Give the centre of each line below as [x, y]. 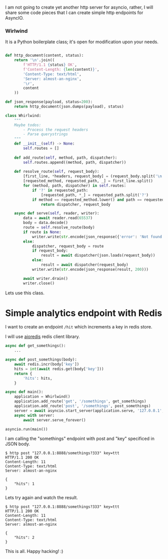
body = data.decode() [46, 223]
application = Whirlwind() [42, 397]
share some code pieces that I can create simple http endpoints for [74, 13]
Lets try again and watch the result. [42, 498]
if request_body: [50, 251]
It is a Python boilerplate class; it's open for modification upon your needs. [82, 42]
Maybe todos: [28, 125]
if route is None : [42, 232]
